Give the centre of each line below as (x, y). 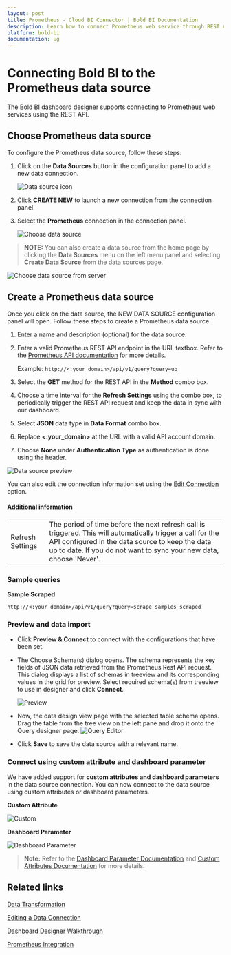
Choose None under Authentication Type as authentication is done (113, 450)
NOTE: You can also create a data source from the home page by (117, 247)
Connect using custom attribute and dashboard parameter (107, 762)
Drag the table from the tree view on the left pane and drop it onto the (116, 723)
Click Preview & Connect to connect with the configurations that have (116, 639)
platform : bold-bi (33, 33)
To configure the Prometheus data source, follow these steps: (95, 152)
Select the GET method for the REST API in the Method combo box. (113, 382)
